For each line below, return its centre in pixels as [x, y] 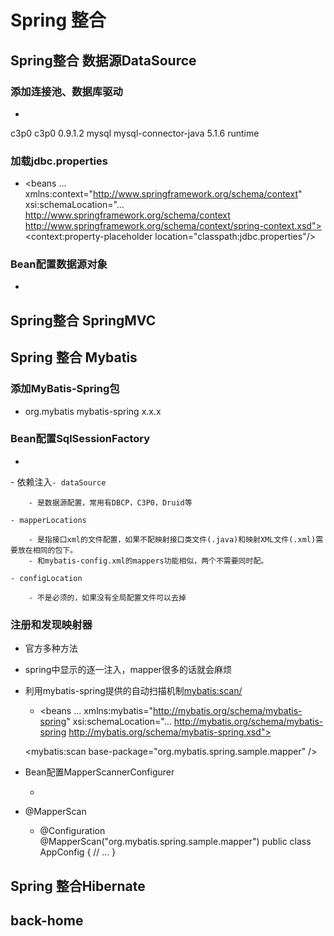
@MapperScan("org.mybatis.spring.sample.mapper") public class [175, 842]
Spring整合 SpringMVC [83, 320]
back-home [47, 920]
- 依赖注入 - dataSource [58, 482]
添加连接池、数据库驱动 [66, 91]
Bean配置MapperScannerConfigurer [99, 772]
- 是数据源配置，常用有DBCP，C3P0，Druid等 [110, 502]
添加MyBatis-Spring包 [65, 389]
